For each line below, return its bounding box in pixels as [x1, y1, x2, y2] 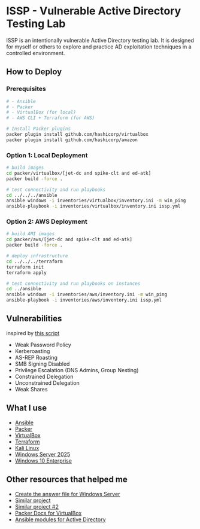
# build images [6, 165, 44, 171]
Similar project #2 [14, 503, 59, 510]
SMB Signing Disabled [14, 360, 70, 367]
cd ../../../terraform [6, 259, 63, 264]
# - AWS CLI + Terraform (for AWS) [6, 115, 95, 121]
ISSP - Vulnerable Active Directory [6, 4, 181, 18]
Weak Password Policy [14, 341, 72, 348]
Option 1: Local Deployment [6, 151, 88, 159]
